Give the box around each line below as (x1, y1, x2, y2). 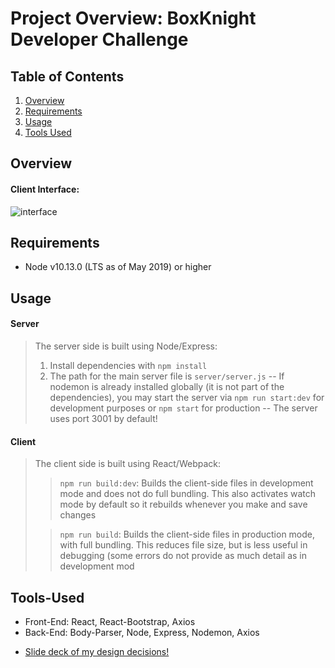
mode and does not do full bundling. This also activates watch (59, 488, 317, 500)
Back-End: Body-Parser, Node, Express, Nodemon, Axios (24, 627, 260, 639)
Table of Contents (10, 68, 125, 85)
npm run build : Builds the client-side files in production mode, (59, 528, 316, 541)
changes (59, 509, 97, 521)
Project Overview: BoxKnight (10, 7, 257, 30)
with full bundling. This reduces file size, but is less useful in (59, 539, 308, 551)
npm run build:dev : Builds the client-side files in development (59, 477, 314, 489)
